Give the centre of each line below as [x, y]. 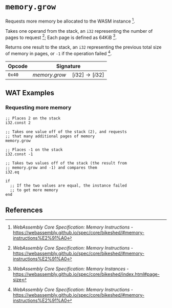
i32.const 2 [18, 122]
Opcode [18, 66]
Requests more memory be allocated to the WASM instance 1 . [70, 20]
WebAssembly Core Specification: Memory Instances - [71, 269]
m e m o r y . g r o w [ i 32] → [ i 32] [68, 75]
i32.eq [12, 172]
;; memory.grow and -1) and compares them [51, 168]
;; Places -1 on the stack [34, 150]
